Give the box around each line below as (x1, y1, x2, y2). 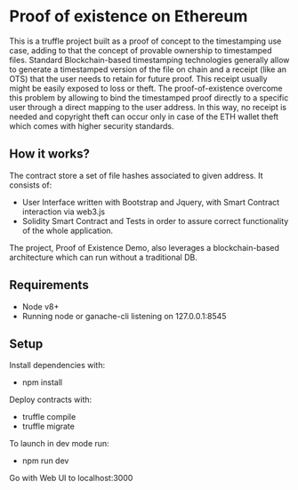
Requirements (9, 277, 89, 293)
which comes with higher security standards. (9, 120, 174, 131)
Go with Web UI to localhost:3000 (9, 473, 133, 484)
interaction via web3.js (21, 206, 105, 217)
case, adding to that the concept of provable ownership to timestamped (9, 44, 273, 55)
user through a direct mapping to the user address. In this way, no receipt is (9, 101, 287, 112)
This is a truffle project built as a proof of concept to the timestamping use (9, 36, 282, 46)
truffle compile (21, 412, 77, 422)
